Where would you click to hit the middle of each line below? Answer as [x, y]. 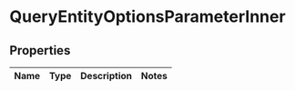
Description [106, 76]
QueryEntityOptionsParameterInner [147, 17]
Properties [40, 51]
